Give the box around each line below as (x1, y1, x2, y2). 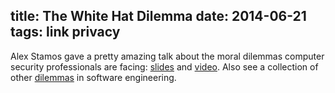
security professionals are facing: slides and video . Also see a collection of (10, 60, 319, 73)
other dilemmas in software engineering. (10, 71, 177, 83)
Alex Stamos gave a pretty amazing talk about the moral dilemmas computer (10, 50, 325, 62)
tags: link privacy (10, 24, 121, 41)
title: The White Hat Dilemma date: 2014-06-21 (10, 8, 307, 25)
